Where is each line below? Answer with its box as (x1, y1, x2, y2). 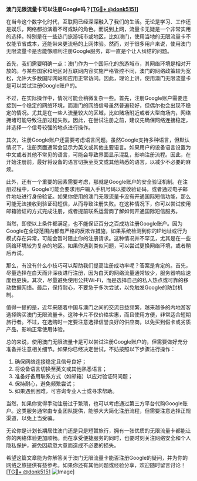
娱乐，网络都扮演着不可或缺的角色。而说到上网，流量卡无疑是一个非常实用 (11, 26, 191, 32)
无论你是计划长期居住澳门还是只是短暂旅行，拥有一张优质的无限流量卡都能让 (6, 427, 191, 434)
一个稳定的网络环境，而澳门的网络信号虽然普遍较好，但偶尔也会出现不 (16, 102, 186, 109)
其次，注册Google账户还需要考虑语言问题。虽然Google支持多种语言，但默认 (6, 136, 190, 143)
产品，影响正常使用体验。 (6, 326, 68, 332)
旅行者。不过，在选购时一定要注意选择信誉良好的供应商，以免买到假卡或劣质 (6, 318, 191, 325)
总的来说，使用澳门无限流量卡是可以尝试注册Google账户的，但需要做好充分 (6, 338, 188, 345)
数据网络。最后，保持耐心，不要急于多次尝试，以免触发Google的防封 (11, 284, 178, 291)
